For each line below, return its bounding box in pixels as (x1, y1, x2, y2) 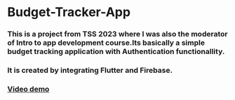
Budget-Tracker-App (7, 4, 131, 20)
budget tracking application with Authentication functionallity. (7, 47, 225, 57)
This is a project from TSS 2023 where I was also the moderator (7, 29, 228, 39)
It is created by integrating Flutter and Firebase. (7, 66, 173, 76)
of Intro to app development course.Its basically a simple (7, 38, 206, 48)
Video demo (7, 84, 50, 94)
